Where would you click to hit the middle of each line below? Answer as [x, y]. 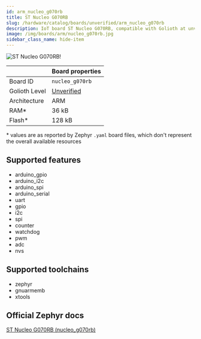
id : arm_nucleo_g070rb [34, 12]
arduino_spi [29, 187]
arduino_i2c [29, 181]
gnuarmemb [30, 290]
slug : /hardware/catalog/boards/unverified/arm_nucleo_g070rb [85, 23]
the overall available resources [44, 141]
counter [25, 225]
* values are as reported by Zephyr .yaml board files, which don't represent [99, 135]
